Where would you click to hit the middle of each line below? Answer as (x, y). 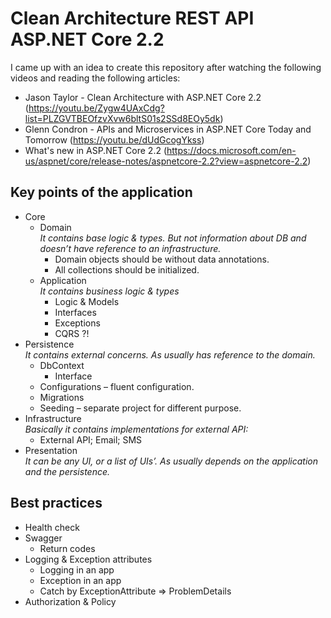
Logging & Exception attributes (88, 559)
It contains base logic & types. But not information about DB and (173, 238)
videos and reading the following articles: (95, 78)
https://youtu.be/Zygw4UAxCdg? (96, 108)
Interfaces (75, 312)
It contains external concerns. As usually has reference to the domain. (170, 354)
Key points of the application (101, 192)
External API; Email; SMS (91, 439)
